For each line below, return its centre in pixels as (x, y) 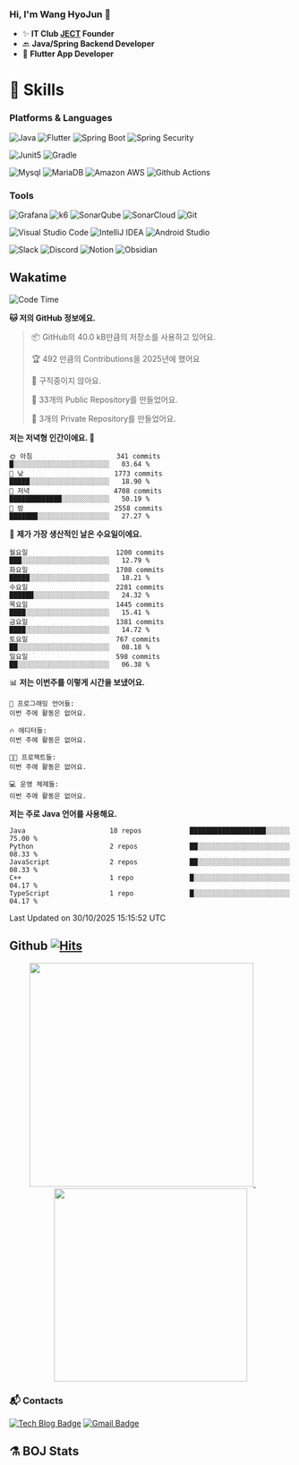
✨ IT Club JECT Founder (68, 34)
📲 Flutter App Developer (68, 54)
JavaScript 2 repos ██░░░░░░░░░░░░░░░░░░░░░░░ (150, 862)
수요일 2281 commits (87, 587)
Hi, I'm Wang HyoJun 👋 (60, 14)
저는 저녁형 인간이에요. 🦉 (52, 437)
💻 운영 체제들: (34, 784)
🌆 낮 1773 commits (86, 474)
